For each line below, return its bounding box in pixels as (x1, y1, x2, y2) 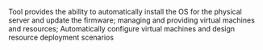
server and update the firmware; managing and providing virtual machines (8, 15, 256, 25)
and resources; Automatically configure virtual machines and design (8, 24, 236, 33)
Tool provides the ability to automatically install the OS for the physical (8, 7, 242, 16)
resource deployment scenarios (8, 32, 115, 42)
